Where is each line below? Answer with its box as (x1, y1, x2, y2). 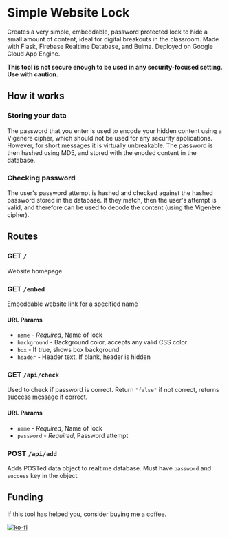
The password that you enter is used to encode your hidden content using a (7, 126, 222, 135)
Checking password (7, 173, 76, 183)
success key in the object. (7, 471, 79, 479)
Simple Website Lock (7, 5, 130, 21)
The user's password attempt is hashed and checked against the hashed (7, 188, 213, 197)
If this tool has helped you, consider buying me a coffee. (7, 510, 167, 518)
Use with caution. (7, 70, 58, 79)
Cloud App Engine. (7, 50, 61, 58)
